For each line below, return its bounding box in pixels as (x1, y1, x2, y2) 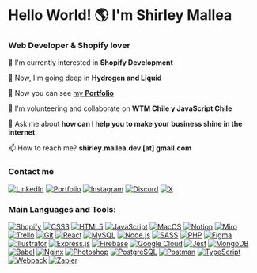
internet (8, 127, 36, 137)
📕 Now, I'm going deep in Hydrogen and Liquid (8, 73, 162, 83)
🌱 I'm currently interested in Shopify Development (8, 58, 174, 67)
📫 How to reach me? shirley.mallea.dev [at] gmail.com (8, 143, 192, 153)
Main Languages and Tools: (8, 203, 116, 214)
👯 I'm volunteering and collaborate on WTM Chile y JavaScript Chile (8, 104, 232, 113)
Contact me (8, 166, 55, 177)
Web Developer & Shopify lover (8, 40, 130, 51)
